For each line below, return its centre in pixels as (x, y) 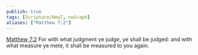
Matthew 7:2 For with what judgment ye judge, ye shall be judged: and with (99, 40)
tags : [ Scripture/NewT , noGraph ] (48, 17)
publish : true (24, 12)
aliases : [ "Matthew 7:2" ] (39, 22)
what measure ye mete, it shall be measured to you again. (78, 46)
